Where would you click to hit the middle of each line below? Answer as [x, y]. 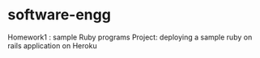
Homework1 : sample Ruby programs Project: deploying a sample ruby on [130, 37]
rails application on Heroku [53, 45]
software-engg [59, 15]
